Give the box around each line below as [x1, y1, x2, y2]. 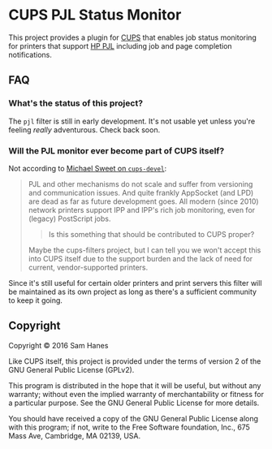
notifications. [8, 50, 53, 59]
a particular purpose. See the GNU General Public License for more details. [8, 398, 260, 408]
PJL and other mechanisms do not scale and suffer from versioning [28, 179, 253, 188]
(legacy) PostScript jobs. [28, 214, 111, 223]
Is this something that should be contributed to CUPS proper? [48, 229, 255, 239]
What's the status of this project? [8, 97, 144, 109]
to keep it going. [8, 295, 63, 305]
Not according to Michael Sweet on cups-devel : [8, 163, 167, 173]
